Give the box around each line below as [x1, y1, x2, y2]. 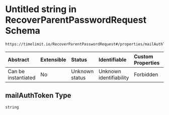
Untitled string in [5, 4, 77, 15]
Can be [8, 68, 25, 75]
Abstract [8, 56, 29, 63]
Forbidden [134, 71, 158, 78]
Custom [134, 53, 153, 60]
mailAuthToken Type [5, 91, 71, 100]
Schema [5, 25, 40, 36]
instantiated [8, 74, 36, 81]
